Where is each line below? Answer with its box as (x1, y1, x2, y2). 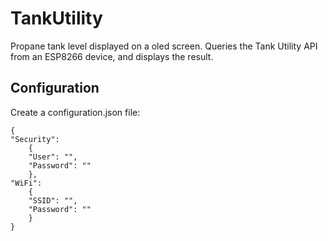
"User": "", (28, 152, 78, 162)
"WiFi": (10, 178, 43, 188)
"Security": (10, 134, 60, 144)
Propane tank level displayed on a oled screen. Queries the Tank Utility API (10, 40, 318, 52)
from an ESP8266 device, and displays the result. (10, 50, 214, 62)
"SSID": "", (28, 195, 78, 206)
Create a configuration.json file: (10, 106, 141, 118)
